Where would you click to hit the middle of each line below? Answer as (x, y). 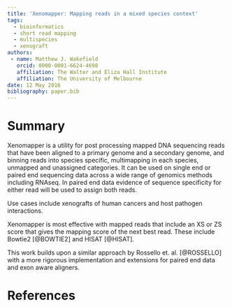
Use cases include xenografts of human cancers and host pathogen (105, 204)
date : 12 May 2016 (34, 85)
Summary (36, 126)
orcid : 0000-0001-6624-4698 (57, 66)
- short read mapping (45, 33)
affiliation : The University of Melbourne (79, 78)
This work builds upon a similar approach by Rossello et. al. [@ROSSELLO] (115, 253)
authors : (20, 53)
